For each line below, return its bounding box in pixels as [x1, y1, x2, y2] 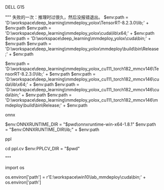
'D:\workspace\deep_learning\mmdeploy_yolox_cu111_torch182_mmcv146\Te [5, 66, 159, 72]
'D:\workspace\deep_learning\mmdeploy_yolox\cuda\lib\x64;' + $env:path [5, 30, 155, 36]
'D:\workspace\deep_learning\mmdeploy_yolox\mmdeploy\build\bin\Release [5, 46, 159, 52]
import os [5, 164, 25, 170]
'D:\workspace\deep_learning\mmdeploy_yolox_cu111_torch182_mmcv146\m [5, 97, 158, 103]
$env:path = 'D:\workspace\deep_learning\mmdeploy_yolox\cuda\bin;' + [5, 35, 151, 41]
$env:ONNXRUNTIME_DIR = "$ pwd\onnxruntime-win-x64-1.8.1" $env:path [5, 121, 156, 127]
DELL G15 [5, 4, 25, 10]
